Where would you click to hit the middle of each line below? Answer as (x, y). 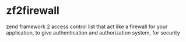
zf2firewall (33, 11)
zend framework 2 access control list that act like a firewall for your (87, 26)
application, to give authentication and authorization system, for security (93, 32)
